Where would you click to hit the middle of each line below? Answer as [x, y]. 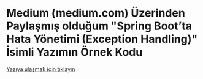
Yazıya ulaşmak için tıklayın [41, 69]
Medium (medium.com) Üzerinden [96, 13]
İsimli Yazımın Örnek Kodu [75, 52]
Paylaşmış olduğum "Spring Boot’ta [99, 26]
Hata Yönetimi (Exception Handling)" [102, 39]
